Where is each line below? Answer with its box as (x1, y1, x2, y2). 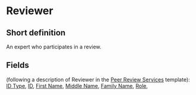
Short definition (6, 28, 66, 38)
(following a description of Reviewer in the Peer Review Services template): (6, 76, 190, 83)
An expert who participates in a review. (6, 43, 102, 50)
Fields (6, 60, 30, 70)
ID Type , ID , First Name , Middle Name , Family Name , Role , (6, 82, 148, 89)
